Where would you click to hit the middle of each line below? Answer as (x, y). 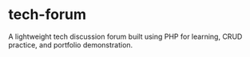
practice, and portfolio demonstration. (71, 44)
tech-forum (47, 15)
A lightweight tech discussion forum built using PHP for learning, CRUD (125, 36)
